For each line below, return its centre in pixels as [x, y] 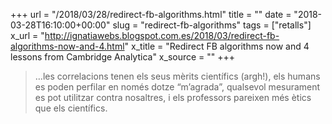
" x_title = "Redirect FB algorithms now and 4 [217, 46]
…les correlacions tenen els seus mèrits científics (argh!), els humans [177, 76]
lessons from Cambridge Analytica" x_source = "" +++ [123, 57]
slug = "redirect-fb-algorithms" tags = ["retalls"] [212, 25]
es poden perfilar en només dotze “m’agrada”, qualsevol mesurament [177, 87]
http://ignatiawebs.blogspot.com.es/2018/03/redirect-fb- [162, 35]
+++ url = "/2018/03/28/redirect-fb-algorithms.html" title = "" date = [151, 14]
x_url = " [27, 35]
